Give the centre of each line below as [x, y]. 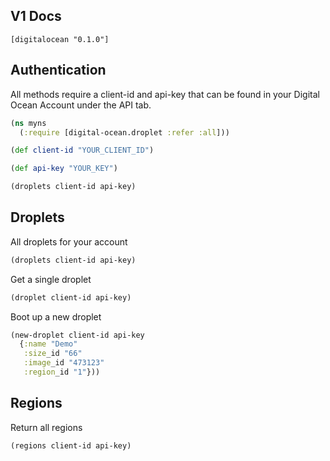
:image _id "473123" [64, 363]
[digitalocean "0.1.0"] [60, 39]
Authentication [58, 70]
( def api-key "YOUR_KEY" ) [64, 169]
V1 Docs [36, 16]
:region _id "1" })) [62, 372]
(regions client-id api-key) [71, 445]
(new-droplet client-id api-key [77, 335]
